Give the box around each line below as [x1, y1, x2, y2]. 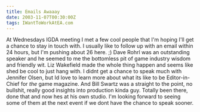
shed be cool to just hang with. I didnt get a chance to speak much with [6, 68, 182, 75]
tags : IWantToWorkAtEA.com [6, 20, 73, 26]
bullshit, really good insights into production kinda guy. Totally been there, [6, 87, 188, 94]
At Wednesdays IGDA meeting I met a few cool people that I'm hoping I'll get [6, 36, 194, 43]
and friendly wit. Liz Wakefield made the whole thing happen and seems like [6, 61, 193, 69]
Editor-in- [166, 74, 190, 81]
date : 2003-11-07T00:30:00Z [6, 14, 76, 20]
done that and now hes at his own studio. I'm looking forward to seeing [6, 93, 181, 100]
